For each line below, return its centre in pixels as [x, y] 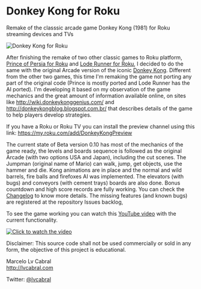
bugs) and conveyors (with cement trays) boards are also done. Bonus [93, 183]
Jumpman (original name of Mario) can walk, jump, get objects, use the [94, 163]
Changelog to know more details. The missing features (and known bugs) [97, 195]
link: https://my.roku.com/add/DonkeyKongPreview [69, 133]
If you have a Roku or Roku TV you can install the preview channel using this [100, 126]
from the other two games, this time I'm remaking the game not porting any [99, 76]
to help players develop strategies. [49, 115]
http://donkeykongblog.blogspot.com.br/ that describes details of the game [100, 108]
